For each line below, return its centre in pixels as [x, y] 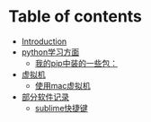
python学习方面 [50, 52]
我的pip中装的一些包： [76, 63]
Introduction [44, 41]
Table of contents [75, 17]
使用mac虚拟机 [62, 85]
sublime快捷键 [62, 108]
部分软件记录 [45, 97]
